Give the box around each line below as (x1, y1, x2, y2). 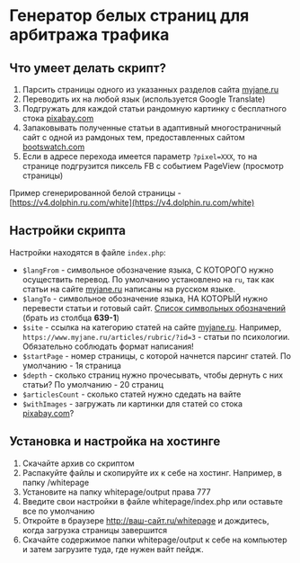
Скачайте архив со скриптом (22, 458, 135, 469)
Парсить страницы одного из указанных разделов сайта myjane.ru (22, 85, 279, 94)
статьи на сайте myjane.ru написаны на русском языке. (22, 283, 236, 294)
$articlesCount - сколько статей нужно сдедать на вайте (22, 389, 242, 399)
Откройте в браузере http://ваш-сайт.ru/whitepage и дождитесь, (22, 514, 269, 526)
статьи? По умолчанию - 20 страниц (22, 379, 164, 389)
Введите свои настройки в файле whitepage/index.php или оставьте (22, 496, 284, 506)
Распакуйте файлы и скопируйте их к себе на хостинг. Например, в (22, 467, 283, 478)
